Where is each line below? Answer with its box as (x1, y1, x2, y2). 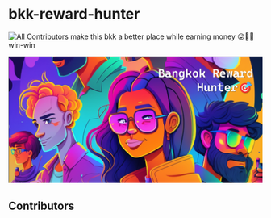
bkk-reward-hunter (8, 5, 140, 23)
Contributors (8, 199, 75, 212)
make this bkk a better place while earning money (69, 31, 236, 41)
